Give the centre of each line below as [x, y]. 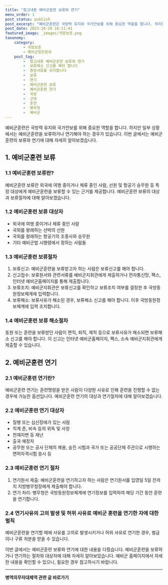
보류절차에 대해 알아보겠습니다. [40, 198]
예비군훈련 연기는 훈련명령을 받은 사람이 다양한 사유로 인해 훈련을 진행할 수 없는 [82, 390]
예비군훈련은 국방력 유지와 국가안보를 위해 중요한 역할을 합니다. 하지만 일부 [78, 127]
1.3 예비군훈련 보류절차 [31, 257]
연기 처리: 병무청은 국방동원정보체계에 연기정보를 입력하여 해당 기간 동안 [82, 493]
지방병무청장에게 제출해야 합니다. [50, 486]
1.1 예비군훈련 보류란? [29, 173]
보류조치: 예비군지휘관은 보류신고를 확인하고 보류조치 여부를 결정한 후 [80, 287]
